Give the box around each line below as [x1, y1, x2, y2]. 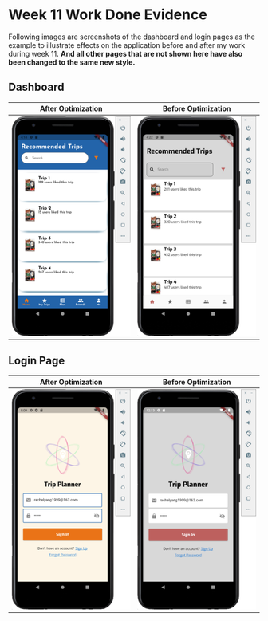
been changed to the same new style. [8, 57, 136, 67]
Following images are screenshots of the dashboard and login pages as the [8, 32, 255, 41]
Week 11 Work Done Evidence [8, 6, 207, 24]
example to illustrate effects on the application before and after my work [8, 40, 246, 49]
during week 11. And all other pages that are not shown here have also [8, 49, 243, 58]
